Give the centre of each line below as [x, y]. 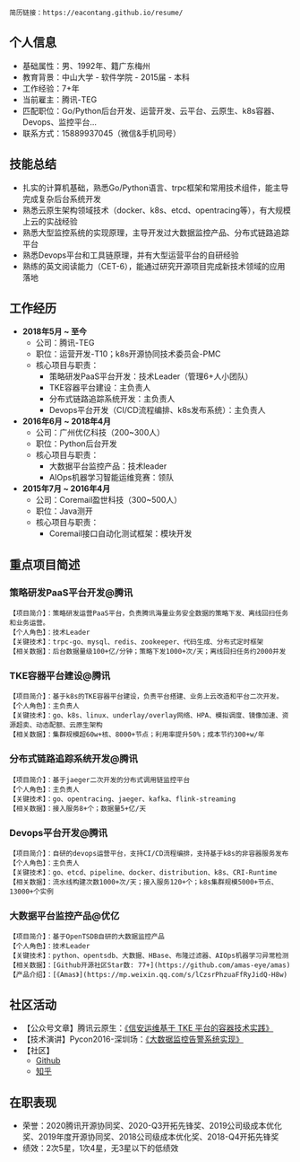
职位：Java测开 [64, 511]
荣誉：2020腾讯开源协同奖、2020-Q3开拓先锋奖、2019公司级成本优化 [152, 1125]
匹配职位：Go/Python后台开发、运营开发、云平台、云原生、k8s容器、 [150, 110]
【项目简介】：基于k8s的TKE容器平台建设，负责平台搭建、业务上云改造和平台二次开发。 [146, 697]
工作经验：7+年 [51, 88]
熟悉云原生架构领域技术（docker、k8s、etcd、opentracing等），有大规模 [156, 210]
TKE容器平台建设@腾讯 [60, 676]
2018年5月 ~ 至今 [55, 331]
